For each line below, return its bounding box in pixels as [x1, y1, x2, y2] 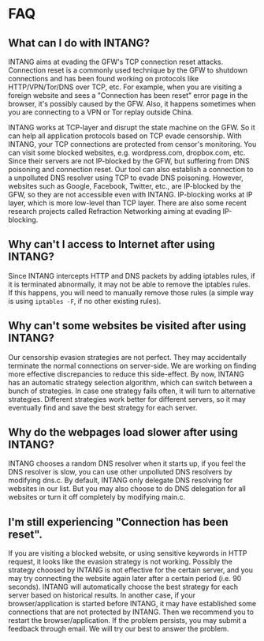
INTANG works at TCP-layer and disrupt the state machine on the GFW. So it [8, 123, 255, 132]
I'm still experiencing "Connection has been [8, 515, 229, 529]
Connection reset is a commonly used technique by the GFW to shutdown [8, 66, 248, 75]
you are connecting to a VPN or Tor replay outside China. [8, 107, 194, 117]
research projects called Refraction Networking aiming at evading [8, 207, 221, 216]
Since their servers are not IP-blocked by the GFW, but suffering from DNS [8, 156, 250, 166]
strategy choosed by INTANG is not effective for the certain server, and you [8, 565, 254, 575]
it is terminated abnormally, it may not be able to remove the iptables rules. [8, 279, 251, 289]
